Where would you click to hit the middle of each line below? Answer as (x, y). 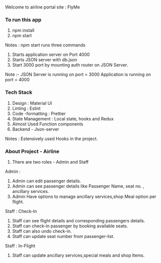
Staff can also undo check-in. (42, 231)
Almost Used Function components (47, 124)
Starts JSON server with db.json (45, 60)
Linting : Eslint (26, 108)
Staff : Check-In (21, 211)
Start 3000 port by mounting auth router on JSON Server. (70, 65)
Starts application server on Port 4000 (51, 55)
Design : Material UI (32, 103)
